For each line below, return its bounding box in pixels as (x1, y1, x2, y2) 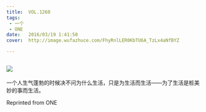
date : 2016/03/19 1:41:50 (6, 32, 78, 38)
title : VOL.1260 (6, 9, 51, 15)
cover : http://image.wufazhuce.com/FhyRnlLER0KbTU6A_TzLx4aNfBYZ (6, 37, 180, 43)
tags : (6, 15, 20, 21)
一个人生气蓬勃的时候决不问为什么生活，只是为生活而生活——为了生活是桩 (6, 79, 194, 86)
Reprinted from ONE (6, 99, 58, 106)
